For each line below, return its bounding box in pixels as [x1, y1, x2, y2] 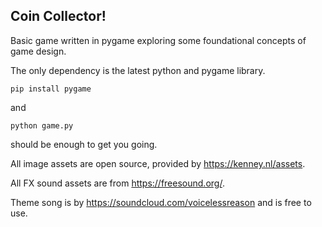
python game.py [10, 120, 74, 131]
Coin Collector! [10, 8, 107, 25]
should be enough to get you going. [10, 138, 158, 150]
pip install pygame [10, 84, 92, 94]
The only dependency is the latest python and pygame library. [10, 64, 266, 76]
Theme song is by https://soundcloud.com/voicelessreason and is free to [10, 196, 312, 208]
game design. [10, 45, 67, 57]
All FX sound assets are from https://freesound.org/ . [10, 177, 225, 189]
